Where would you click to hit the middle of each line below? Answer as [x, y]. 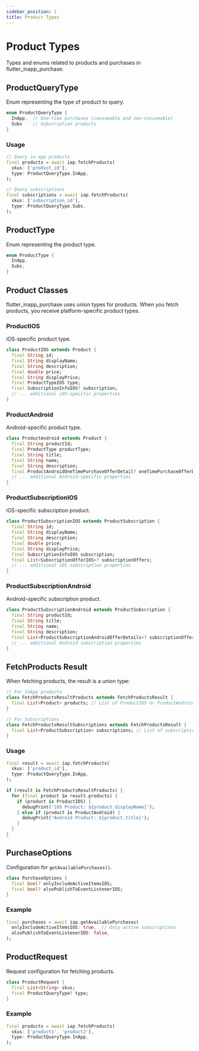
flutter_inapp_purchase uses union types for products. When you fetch [92, 304]
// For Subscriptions [33, 719]
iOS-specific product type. [38, 339]
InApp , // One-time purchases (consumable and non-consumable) [92, 118]
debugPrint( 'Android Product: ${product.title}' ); [86, 818]
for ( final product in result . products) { [65, 796]
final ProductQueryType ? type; [50, 993]
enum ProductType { [30, 255]
